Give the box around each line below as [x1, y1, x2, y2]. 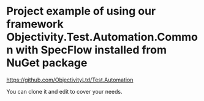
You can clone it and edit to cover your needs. [6, 88, 123, 95]
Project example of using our [6, 4, 156, 18]
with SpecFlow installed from [15, 43, 167, 57]
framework [6, 17, 64, 31]
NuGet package [6, 56, 88, 70]
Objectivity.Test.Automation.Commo [6, 30, 198, 44]
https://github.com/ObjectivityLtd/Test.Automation [6, 76, 134, 83]
